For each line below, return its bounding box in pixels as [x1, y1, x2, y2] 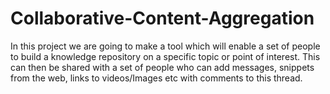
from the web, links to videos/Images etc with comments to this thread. [10, 72, 303, 84]
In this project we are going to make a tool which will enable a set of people [10, 40, 321, 52]
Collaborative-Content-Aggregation [10, 7, 315, 30]
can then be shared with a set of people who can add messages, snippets [10, 61, 315, 73]
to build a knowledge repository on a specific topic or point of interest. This [10, 50, 321, 62]
